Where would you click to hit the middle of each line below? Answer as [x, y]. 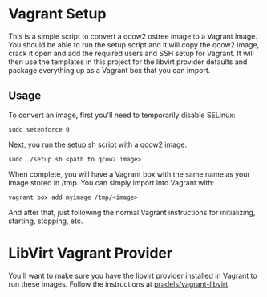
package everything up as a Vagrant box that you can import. [109, 70]
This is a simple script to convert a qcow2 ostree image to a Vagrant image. [133, 36]
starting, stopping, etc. [46, 221]
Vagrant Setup [57, 14]
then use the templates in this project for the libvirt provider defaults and [128, 62]
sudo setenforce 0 [39, 129]
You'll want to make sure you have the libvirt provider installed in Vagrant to [133, 275]
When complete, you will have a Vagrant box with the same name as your [129, 174]
